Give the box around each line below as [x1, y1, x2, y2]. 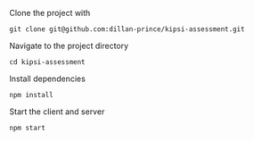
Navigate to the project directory [9, 40, 129, 51]
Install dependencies [9, 73, 86, 84]
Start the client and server [9, 106, 105, 117]
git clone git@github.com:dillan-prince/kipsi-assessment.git [9, 25, 245, 34]
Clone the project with [9, 8, 91, 18]
